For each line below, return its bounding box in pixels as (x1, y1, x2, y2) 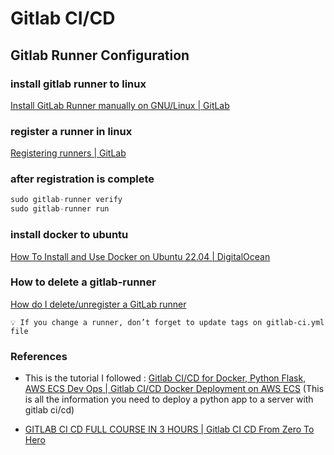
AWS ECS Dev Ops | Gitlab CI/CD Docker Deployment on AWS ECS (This (24, 383, 325, 395)
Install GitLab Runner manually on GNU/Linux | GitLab (10, 99, 230, 111)
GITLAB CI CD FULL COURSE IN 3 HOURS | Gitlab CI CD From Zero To (24, 423, 315, 436)
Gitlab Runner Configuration (10, 47, 190, 64)
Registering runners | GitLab (10, 147, 127, 159)
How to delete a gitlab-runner (10, 275, 157, 289)
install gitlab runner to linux (10, 77, 147, 91)
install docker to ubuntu (10, 228, 129, 242)
